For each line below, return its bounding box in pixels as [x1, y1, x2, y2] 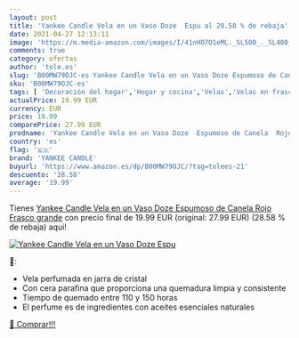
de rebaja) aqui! [9, 221, 67, 232]
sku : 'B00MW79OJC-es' [9, 79, 90, 88]
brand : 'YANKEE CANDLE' [9, 153, 98, 163]
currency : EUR [9, 104, 62, 113]
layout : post [9, 12, 58, 22]
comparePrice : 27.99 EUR [9, 121, 101, 130]
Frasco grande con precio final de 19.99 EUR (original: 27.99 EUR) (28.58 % [9, 213, 287, 223]
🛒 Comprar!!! [9, 319, 56, 330]
